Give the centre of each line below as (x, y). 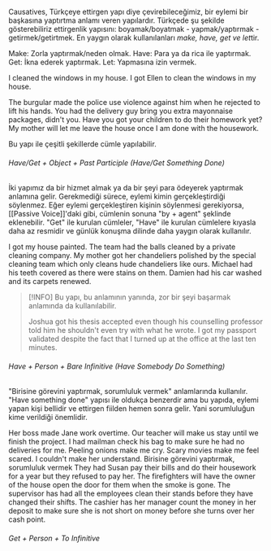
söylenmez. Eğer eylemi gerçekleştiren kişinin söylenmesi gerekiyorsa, (127, 205)
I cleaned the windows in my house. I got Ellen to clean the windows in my (133, 78)
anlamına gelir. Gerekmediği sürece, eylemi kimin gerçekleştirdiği (117, 197)
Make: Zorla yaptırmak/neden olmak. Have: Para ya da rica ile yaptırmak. (130, 53)
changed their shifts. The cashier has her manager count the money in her (133, 502)
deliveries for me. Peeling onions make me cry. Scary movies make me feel (134, 450)
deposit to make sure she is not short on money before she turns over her (131, 511)
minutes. (43, 348)
